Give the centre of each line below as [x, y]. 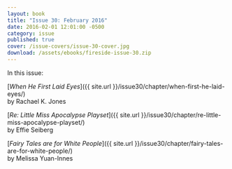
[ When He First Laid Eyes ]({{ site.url [59, 86]
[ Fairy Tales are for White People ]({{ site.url [70, 143]
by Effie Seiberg [30, 130]
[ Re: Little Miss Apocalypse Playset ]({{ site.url [73, 115]
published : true [31, 40]
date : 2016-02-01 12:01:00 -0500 [56, 27]
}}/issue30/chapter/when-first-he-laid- [169, 86]
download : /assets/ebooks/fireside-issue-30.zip [79, 53]
